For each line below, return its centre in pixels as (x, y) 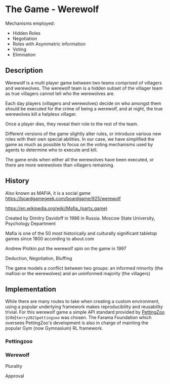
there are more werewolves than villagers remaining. (60, 165)
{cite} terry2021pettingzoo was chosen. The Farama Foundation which (78, 318)
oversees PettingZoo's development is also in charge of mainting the (77, 323)
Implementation (31, 289)
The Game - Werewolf (52, 9)
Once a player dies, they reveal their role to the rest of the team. (72, 124)
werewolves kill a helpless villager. (41, 114)
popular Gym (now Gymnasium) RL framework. (54, 328)
